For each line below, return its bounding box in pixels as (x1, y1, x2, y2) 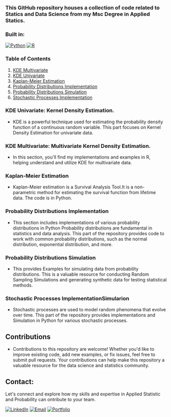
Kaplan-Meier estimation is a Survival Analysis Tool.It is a (12, 184, 134, 190)
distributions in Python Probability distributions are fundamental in (12, 225, 153, 231)
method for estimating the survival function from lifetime (37, 189, 156, 196)
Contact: (5, 377, 34, 386)
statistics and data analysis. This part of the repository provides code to (12, 230, 165, 236)
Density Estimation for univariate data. (12, 129, 94, 136)
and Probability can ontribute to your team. (5, 396, 96, 402)
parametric (12, 189, 36, 196)
